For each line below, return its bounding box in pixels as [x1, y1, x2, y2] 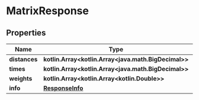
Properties [6, 28, 46, 38]
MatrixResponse [6, 4, 89, 18]
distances [9, 55, 38, 63]
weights [9, 75, 33, 82]
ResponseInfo [43, 84, 84, 92]
